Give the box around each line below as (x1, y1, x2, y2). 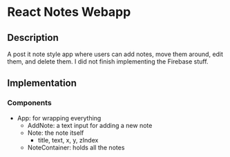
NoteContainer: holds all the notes (27, 143, 125, 151)
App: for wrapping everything (17, 113, 102, 122)
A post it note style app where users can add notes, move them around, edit (7, 50, 223, 58)
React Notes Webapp (7, 4, 131, 20)
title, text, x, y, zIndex (37, 136, 99, 144)
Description (7, 32, 59, 44)
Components (7, 98, 52, 108)
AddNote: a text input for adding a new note (27, 121, 153, 129)
